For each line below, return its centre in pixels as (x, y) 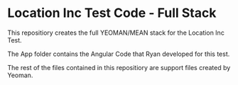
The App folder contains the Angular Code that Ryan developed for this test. (119, 54)
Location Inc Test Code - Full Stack (112, 13)
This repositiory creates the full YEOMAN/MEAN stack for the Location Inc (116, 33)
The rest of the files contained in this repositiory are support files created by (119, 67)
